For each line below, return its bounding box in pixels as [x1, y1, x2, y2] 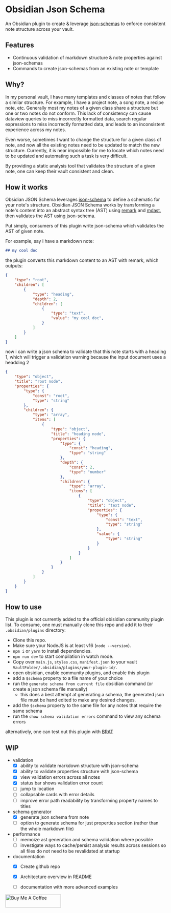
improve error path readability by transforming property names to [20, 797, 158, 803]
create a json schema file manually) [12, 686, 88, 692]
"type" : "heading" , [32, 292, 74, 297]
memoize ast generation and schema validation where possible [20, 836, 153, 842]
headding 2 [5, 360, 30, 366]
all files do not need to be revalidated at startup [20, 848, 120, 854]
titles [20, 803, 31, 809]
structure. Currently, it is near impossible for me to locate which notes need [5, 147, 164, 153]
